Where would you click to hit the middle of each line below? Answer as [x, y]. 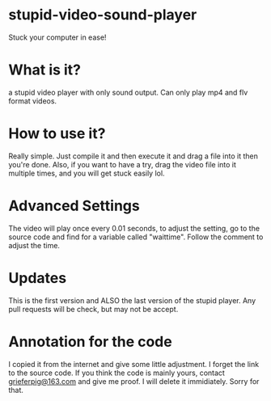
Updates [38, 278]
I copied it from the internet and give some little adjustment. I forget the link [134, 364]
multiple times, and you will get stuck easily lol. [87, 173]
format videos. [33, 101]
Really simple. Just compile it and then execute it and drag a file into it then [133, 156]
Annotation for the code [90, 342]
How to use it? [57, 134]
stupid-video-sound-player [103, 15]
